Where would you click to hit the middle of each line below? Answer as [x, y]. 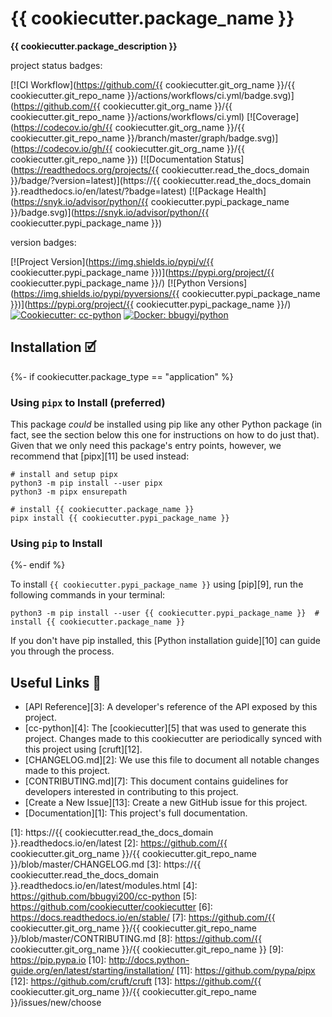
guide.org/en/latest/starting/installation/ [92, 971]
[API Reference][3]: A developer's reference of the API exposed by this [171, 707]
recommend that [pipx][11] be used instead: [100, 456]
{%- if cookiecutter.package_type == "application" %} [122, 376]
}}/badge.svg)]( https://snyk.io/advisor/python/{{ [110, 212]
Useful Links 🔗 [56, 682]
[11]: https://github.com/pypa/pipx [246, 971]
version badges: [43, 242]
